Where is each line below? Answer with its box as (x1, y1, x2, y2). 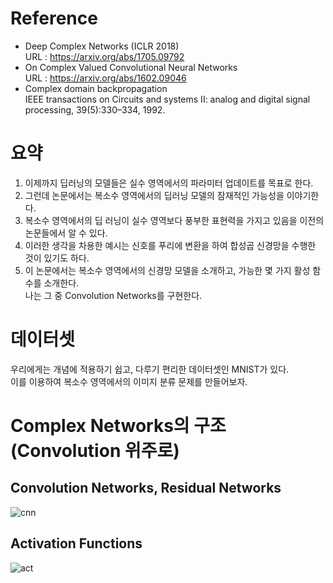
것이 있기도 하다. (24, 252, 90, 264)
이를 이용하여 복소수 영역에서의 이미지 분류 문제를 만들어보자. (10, 375, 248, 387)
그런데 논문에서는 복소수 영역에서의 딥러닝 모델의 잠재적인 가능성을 (24, 189, 285, 201)
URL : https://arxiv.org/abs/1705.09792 (24, 50, 185, 62)
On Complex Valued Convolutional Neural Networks (24, 61, 238, 73)
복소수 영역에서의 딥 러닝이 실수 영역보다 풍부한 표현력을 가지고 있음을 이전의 (24, 214, 325, 226)
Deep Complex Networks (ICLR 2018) (24, 40, 180, 52)
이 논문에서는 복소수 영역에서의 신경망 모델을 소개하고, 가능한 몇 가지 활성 (24, 264, 311, 276)
